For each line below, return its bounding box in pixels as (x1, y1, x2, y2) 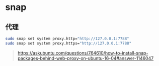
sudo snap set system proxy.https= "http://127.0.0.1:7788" (5, 40, 132, 46)
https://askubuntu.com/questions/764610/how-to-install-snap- (17, 49, 148, 56)
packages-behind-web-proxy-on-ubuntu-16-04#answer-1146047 (17, 55, 154, 61)
